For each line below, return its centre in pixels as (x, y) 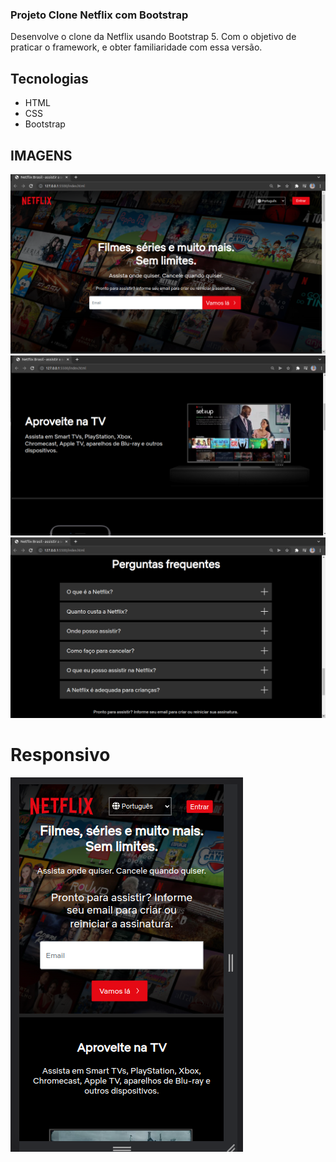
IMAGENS (41, 155)
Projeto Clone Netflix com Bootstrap (99, 15)
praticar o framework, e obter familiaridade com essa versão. (136, 47)
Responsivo (60, 755)
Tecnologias (49, 78)
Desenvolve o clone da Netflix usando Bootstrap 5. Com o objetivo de (153, 37)
